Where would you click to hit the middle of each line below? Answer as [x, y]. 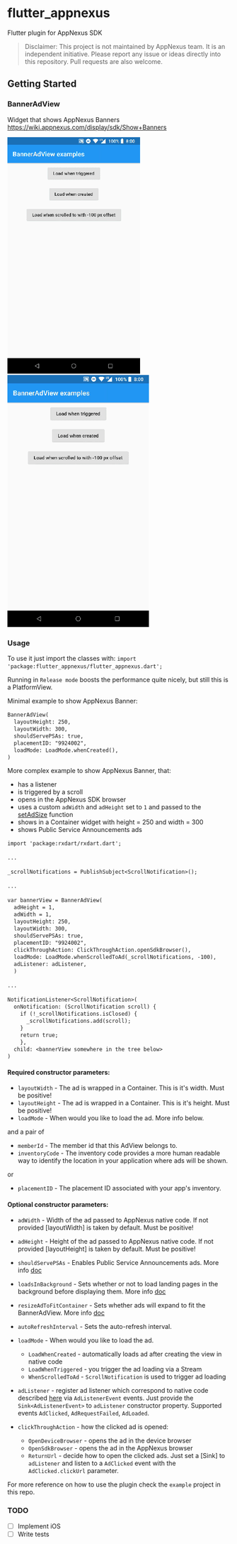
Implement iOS [39, 1526]
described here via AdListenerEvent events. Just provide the [105, 1398]
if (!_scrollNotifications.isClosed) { [79, 1014]
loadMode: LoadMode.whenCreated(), [66, 750]
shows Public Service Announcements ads [80, 829]
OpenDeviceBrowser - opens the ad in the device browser [110, 1441]
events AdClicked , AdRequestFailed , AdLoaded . [83, 1413]
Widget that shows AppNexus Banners [64, 119]
